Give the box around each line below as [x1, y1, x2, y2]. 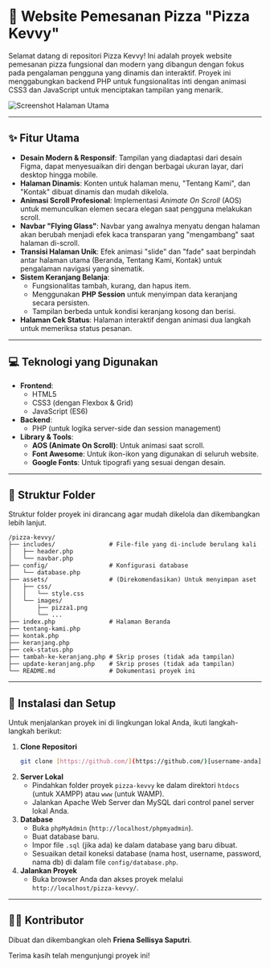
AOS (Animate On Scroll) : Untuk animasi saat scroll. [31, 440, 205, 450]
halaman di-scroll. [19, 238, 80, 247]
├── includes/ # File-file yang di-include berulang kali [8, 541, 257, 549]
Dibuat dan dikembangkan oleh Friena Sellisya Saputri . [8, 935, 192, 945]
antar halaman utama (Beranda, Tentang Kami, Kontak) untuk [19, 255, 223, 264]
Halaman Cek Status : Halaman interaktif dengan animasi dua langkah [19, 315, 252, 325]
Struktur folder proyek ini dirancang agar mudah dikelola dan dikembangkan [8, 509, 260, 519]
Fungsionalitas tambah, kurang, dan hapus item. [31, 280, 191, 290]
